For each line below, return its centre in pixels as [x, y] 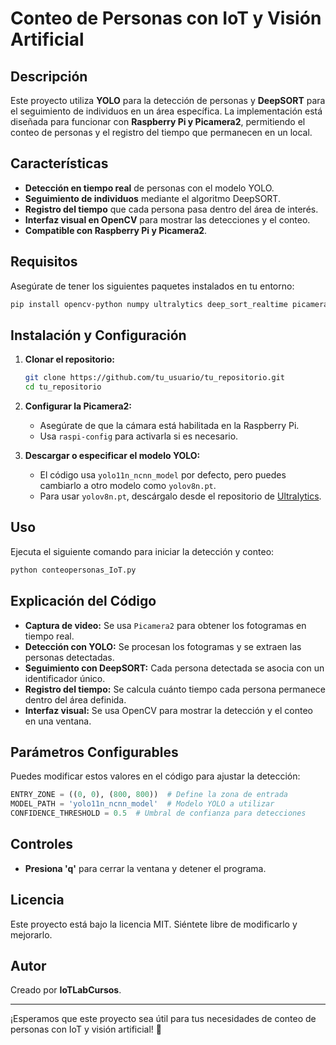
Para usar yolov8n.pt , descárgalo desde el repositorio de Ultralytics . [180, 496]
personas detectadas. [69, 657]
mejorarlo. [31, 934]
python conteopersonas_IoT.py [73, 570]
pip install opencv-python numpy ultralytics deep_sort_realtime [149, 304]
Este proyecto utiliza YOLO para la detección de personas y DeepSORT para [168, 100]
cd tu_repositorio [63, 387]
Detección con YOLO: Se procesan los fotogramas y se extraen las [163, 646]
